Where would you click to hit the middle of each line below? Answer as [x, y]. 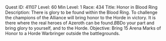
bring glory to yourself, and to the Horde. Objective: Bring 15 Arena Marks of [83, 28]
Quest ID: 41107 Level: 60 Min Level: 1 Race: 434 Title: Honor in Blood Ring [82, 7]
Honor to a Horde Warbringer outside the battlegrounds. [63, 33]
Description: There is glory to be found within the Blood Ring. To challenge [82, 12]
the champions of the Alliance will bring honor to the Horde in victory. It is [81, 18]
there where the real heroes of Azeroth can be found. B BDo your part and [80, 23]
